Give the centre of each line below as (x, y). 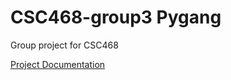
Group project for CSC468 (64, 45)
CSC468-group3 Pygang (116, 17)
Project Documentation (58, 64)
